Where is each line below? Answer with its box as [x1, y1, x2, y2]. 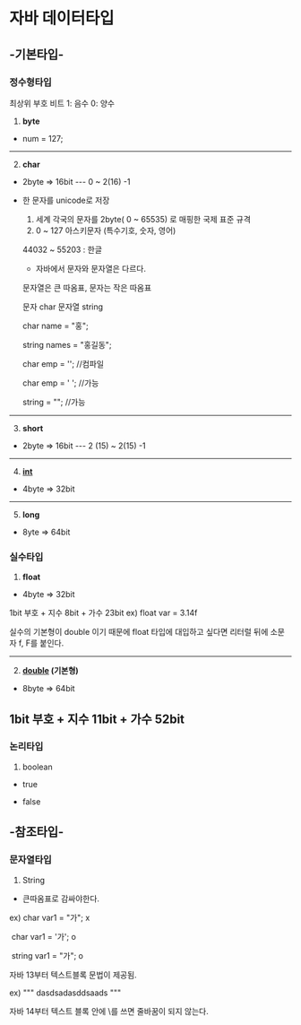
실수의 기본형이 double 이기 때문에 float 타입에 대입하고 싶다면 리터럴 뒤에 [9, 627, 269, 638]
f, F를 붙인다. [18, 638, 64, 648]
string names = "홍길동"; [21, 339, 112, 350]
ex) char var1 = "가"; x [9, 912, 90, 923]
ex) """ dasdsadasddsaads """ [9, 987, 122, 998]
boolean [21, 761, 53, 772]
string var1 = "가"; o [11, 950, 83, 960]
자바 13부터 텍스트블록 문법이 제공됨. [9, 969, 137, 980]
